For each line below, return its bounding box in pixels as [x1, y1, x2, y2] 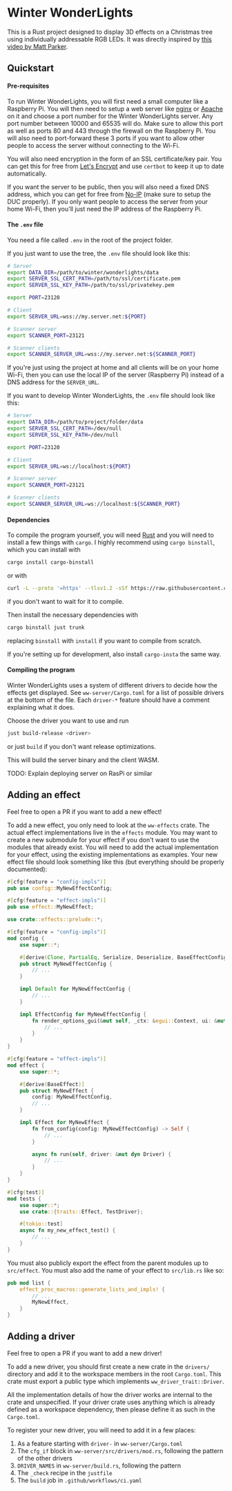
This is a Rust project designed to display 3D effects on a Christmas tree [7, 28, 213, 36]
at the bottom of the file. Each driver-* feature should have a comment [7, 696, 210, 704]
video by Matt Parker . [7, 42, 68, 50]
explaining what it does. [7, 703, 75, 712]
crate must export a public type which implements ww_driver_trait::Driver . [7, 1377, 224, 1385]
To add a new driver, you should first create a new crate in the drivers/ [7, 1362, 210, 1371]
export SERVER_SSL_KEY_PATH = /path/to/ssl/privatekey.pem [7, 282, 175, 289]
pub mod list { [7, 1280, 51, 1286]
